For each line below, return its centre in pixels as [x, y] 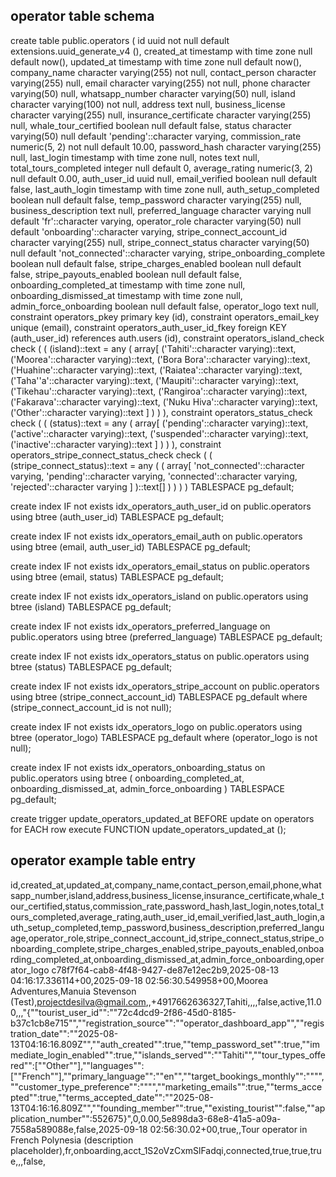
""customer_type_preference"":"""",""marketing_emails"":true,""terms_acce [166, 1086]
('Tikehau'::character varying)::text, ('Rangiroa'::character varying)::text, [159, 391]
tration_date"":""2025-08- [64, 1033]
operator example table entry [103, 860]
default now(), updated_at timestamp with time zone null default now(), [156, 61]
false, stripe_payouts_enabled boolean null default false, [126, 274]
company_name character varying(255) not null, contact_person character [163, 72]
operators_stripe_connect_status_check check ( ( [111, 455]
